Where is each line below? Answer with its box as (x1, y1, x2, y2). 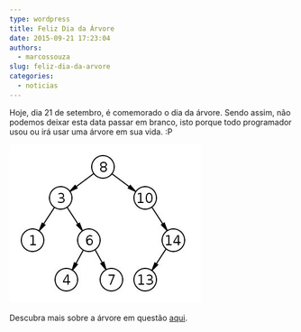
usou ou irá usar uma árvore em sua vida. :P (9, 126, 173, 137)
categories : (9, 72, 54, 81)
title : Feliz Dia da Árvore (9, 23, 115, 33)
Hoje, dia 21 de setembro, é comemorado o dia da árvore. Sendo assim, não (9, 106, 291, 117)
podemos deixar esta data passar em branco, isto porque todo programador (9, 116, 292, 127)
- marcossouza (17, 52, 70, 62)
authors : (9, 43, 42, 52)
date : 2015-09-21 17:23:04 (9, 33, 111, 42)
